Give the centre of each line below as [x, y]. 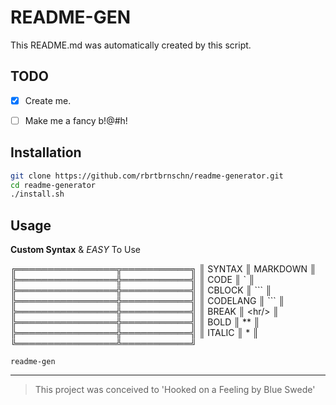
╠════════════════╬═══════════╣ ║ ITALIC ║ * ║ [135, 333]
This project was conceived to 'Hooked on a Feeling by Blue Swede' [175, 390]
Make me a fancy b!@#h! [76, 120]
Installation [46, 152]
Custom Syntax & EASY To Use [75, 250]
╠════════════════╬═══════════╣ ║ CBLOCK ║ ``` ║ [141, 290]
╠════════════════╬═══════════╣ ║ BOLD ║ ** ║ [135, 322]
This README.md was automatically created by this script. [131, 45]
